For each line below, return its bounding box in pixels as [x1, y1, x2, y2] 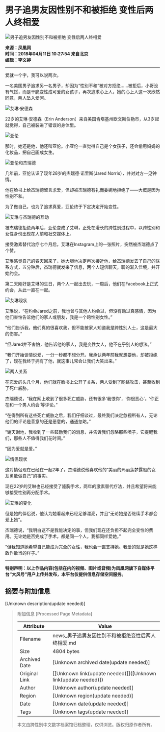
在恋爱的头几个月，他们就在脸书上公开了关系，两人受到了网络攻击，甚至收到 [5, 379, 160, 385]
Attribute [23, 623, 45, 630]
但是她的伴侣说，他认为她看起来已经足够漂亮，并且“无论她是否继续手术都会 [5, 510, 158, 516]
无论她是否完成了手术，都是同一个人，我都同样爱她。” [13, 533, 121, 539]
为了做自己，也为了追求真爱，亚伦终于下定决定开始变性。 [5, 203, 121, 209]
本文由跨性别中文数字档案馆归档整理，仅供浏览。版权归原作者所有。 [17, 722, 155, 728]
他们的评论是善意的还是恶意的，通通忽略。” [5, 418, 91, 424]
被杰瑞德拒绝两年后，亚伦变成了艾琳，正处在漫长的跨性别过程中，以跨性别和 [5, 224, 160, 230]
